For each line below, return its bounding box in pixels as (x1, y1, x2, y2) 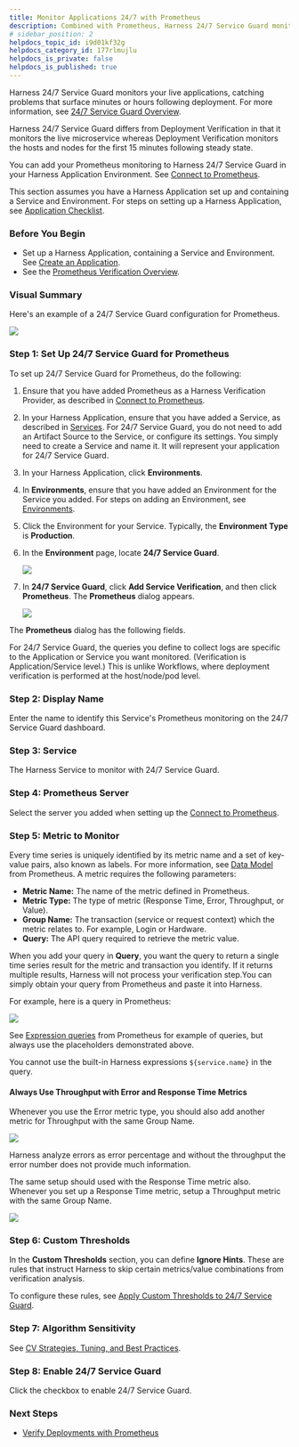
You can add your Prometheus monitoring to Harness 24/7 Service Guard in (9, 159, 287, 170)
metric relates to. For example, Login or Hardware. (21, 923, 207, 934)
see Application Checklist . (9, 205, 105, 215)
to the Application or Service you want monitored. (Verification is (9, 651, 246, 662)
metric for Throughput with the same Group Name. (9, 1116, 196, 1126)
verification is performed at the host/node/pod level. (9, 670, 201, 681)
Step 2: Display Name (9, 692, 104, 704)
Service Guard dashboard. (9, 722, 106, 733)
